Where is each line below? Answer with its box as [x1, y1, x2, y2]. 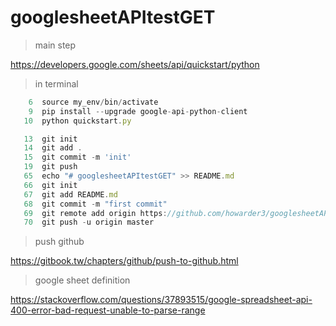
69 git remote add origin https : [23, 208, 168, 218]
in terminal [34, 77, 79, 90]
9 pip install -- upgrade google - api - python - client [28, 106, 248, 116]
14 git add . [23, 143, 83, 153]
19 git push [23, 162, 78, 172]
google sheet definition [34, 274, 131, 286]
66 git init [23, 180, 78, 190]
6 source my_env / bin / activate [28, 97, 159, 107]
